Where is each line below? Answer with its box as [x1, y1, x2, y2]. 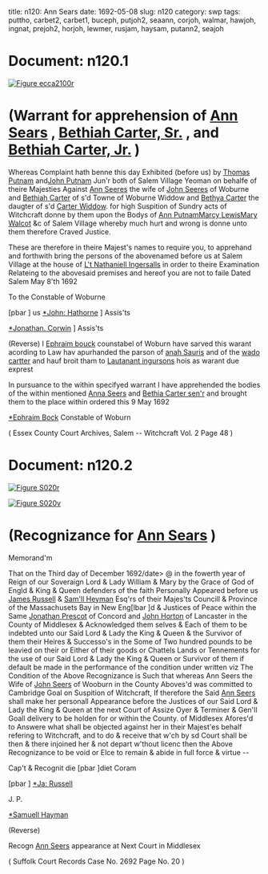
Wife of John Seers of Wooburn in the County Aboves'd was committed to [8, 679, 254, 689]
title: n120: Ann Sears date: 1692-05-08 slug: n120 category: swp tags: [8, 7, 241, 16]
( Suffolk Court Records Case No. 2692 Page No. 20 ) [8, 856, 186, 866]
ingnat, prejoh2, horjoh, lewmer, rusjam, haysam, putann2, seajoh [8, 24, 224, 33]
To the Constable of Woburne [8, 292, 106, 302]
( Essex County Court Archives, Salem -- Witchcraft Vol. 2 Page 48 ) [8, 428, 234, 437]
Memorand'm [8, 553, 53, 563]
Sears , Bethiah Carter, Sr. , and [8, 124, 220, 142]
